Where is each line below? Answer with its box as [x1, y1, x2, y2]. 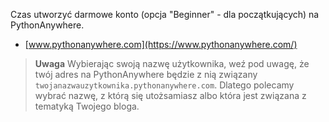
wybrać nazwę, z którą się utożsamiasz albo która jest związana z [34, 90, 307, 101]
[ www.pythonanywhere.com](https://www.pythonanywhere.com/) [24, 39, 298, 50]
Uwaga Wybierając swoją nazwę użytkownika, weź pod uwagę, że [34, 58, 310, 69]
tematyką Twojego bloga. [34, 100, 140, 112]
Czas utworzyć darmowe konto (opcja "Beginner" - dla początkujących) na [10, 9, 320, 20]
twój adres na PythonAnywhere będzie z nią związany [34, 69, 258, 80]
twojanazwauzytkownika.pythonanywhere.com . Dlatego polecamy [34, 79, 295, 91]
